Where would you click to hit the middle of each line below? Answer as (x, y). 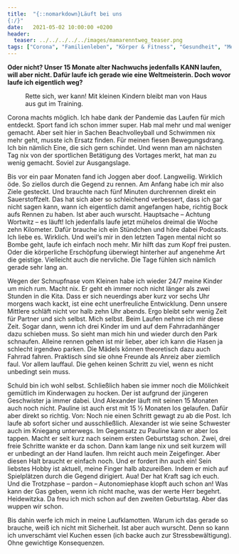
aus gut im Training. (54, 103)
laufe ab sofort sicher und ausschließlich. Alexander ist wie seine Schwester (119, 423)
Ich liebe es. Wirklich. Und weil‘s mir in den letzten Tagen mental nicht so (115, 237)
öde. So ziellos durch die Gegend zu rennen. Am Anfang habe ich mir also (116, 184)
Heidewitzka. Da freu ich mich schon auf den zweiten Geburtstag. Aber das (118, 499)
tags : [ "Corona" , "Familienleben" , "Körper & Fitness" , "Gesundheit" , (114, 47)
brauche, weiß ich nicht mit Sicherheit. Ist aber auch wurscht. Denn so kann (118, 528)
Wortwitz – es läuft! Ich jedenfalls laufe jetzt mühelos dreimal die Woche (113, 222)
